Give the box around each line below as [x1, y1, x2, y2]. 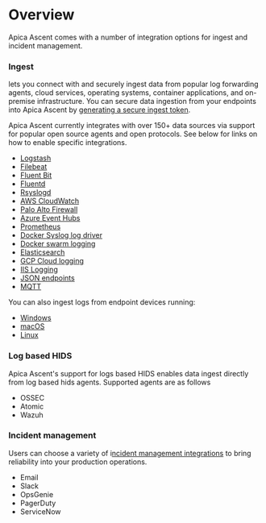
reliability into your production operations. [8, 457, 148, 467]
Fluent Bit [19, 171, 52, 181]
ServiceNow [19, 506, 61, 517]
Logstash [19, 153, 52, 163]
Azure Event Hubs [19, 214, 81, 223]
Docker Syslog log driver [19, 230, 103, 240]
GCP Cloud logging [19, 256, 85, 266]
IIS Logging [19, 264, 58, 275]
